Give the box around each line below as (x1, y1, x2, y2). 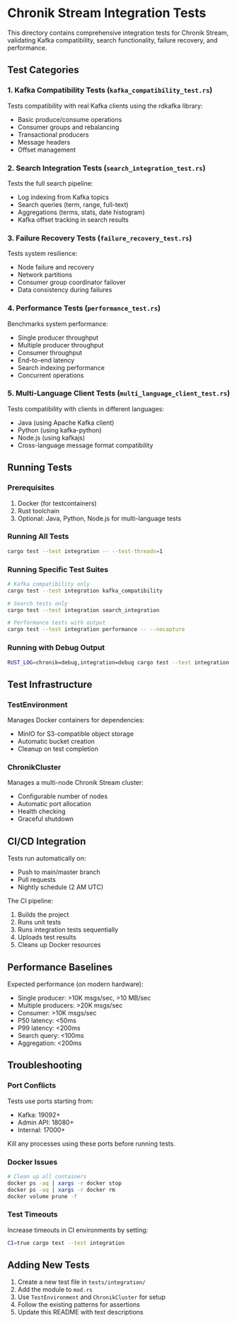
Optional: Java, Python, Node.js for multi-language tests (17, 514, 182, 523)
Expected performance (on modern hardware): (7, 980, 144, 988)
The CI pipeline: (7, 897, 54, 905)
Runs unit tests (17, 918, 62, 927)
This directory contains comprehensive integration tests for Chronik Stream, (7, 28, 229, 37)
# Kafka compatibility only (7, 580, 91, 588)
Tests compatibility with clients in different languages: (7, 404, 165, 413)
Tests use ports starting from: (7, 1097, 94, 1105)
